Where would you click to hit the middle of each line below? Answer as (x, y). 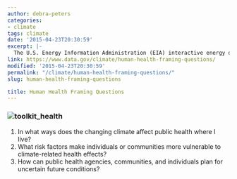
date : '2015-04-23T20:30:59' (50, 40)
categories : (25, 20)
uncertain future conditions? (59, 168)
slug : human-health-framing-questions (64, 79)
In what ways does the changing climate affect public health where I (116, 131)
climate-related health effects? (62, 154)
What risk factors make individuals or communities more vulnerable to (119, 146)
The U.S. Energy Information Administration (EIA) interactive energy (120, 53)
